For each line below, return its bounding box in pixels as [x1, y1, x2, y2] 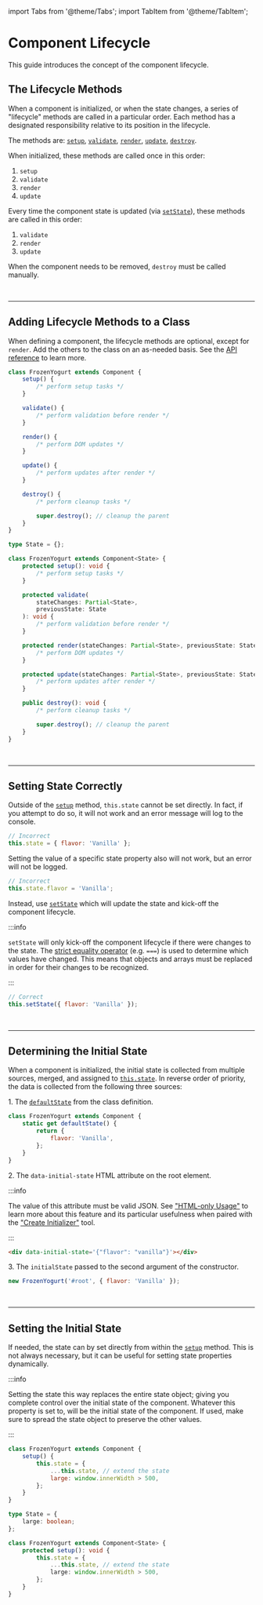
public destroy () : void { [22, 699, 107, 707]
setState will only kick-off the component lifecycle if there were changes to [8, 938, 252, 947]
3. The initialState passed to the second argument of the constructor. [8, 1262, 239, 1271]
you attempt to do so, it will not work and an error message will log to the [8, 809, 243, 818]
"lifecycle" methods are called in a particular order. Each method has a [8, 112, 236, 121]
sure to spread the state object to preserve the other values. [8, 1415, 202, 1424]
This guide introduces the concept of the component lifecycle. [8, 60, 209, 69]
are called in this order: [8, 214, 83, 224]
